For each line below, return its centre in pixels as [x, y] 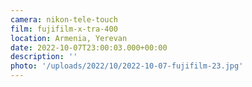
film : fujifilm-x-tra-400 [64, 29]
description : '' [44, 57]
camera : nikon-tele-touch [64, 19]
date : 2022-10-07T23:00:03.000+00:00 [89, 47]
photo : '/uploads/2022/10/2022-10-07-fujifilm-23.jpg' [127, 66]
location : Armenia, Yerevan [69, 38]
